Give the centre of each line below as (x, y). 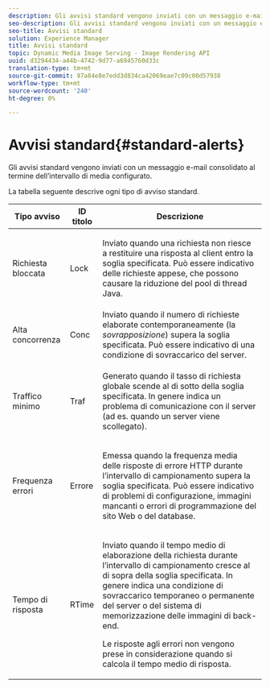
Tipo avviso (37, 217)
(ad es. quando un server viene (161, 417)
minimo (26, 406)
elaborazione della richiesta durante (170, 555)
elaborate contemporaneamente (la (169, 325)
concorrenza (37, 340)
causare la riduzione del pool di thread (175, 284)
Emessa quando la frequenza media (170, 456)
